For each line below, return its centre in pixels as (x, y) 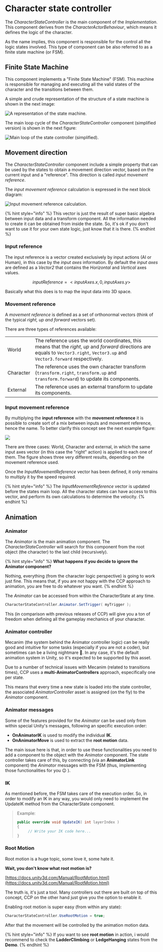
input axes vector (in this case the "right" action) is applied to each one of (79, 452)
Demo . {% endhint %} (27, 945)
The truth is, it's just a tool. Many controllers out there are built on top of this (81, 892)
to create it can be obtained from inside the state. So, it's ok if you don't (77, 224)
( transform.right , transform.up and (76, 373)
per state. (15, 678)
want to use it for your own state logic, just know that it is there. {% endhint (80, 229)
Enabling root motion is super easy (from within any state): (64, 907)
